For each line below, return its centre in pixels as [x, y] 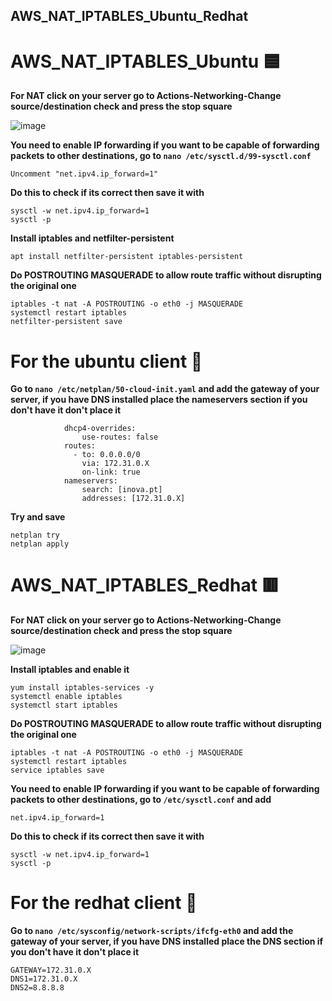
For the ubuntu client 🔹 [106, 361]
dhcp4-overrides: [100, 429]
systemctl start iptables [64, 705]
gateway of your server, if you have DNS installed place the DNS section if [167, 941]
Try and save [38, 517]
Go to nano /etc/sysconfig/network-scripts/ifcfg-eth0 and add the [152, 931]
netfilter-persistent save [66, 322]
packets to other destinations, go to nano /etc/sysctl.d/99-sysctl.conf [161, 156]
